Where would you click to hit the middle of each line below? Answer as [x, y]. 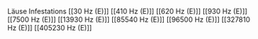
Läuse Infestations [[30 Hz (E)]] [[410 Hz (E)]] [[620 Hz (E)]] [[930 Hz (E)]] [127, 11]
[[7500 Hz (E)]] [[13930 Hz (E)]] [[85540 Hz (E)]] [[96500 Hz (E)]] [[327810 [129, 19]
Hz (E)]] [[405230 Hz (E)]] [50, 28]
